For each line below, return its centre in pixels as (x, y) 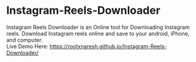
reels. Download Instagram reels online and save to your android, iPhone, (98, 33)
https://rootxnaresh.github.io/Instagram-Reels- (108, 46)
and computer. (25, 40)
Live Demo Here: (27, 46)
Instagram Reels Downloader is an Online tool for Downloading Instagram (98, 27)
